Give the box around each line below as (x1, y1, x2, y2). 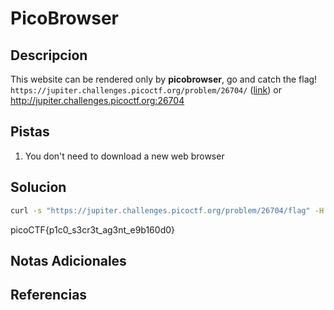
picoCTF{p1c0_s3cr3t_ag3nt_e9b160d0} (10, 223, 175, 236)
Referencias (10, 287, 88, 304)
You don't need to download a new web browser (24, 150, 225, 162)
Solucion (10, 179, 67, 196)
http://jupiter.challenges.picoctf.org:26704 (10, 95, 185, 106)
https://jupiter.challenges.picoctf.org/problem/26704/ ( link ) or (10, 84, 282, 96)
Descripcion (10, 47, 88, 64)
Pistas (10, 123, 50, 141)
